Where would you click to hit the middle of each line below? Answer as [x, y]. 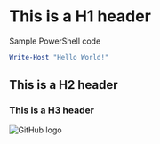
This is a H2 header [64, 85]
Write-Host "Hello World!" [59, 57]
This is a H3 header [52, 110]
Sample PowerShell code [55, 41]
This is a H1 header [80, 16]
